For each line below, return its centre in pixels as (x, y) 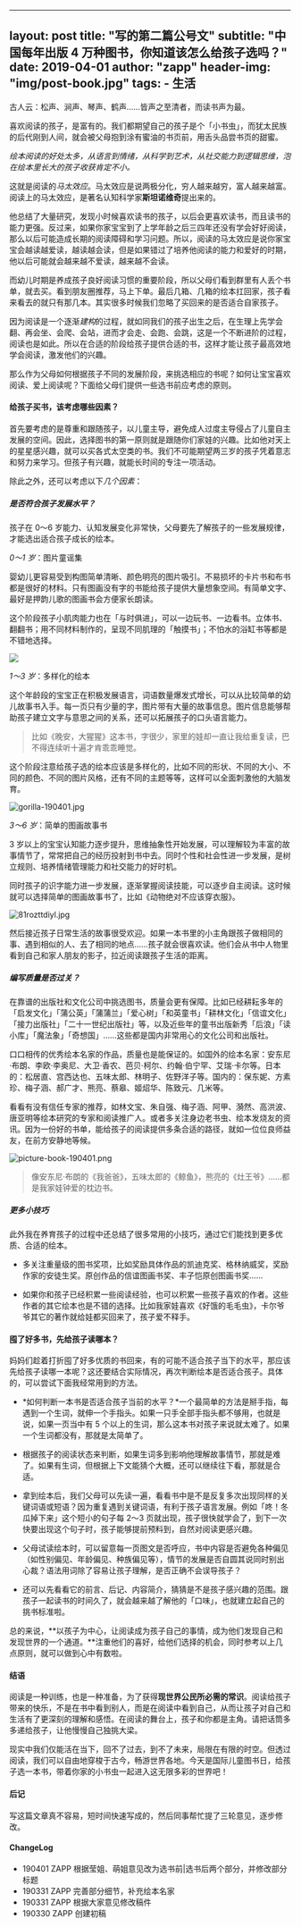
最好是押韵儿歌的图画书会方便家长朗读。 (84, 599)
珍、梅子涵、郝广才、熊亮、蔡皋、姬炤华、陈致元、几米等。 (119, 1088)
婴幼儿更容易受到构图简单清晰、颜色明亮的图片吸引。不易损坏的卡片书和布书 (150, 576)
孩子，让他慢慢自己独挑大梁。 (88, 1730)
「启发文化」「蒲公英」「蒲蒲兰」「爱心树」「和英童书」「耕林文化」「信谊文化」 (150, 1013)
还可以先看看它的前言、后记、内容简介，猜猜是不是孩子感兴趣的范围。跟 (155, 1590)
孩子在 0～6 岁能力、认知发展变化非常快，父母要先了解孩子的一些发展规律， (150, 527)
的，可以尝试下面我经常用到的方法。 (76, 1383)
